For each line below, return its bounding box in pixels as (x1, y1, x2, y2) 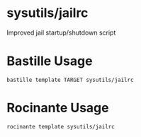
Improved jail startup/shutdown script (6, 28, 116, 37)
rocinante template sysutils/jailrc (6, 123, 115, 130)
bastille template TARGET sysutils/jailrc (6, 76, 134, 83)
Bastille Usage (6, 53, 93, 69)
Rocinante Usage (6, 100, 109, 116)
